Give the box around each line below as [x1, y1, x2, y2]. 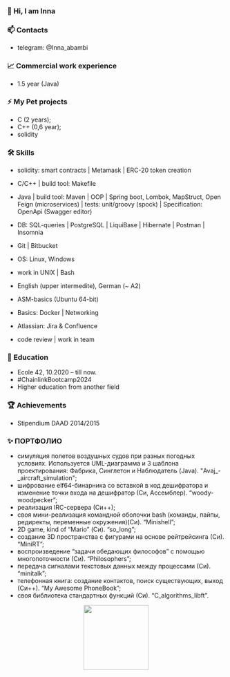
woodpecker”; [17, 496, 57, 504]
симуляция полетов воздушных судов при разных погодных [17, 452, 195, 460]
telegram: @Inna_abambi [17, 44, 88, 52]
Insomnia [17, 228, 44, 237]
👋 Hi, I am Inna [7, 6, 56, 16]
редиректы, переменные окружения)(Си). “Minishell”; [17, 518, 176, 526]
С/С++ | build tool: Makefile [17, 180, 97, 188]
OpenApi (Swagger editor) [17, 207, 93, 216]
